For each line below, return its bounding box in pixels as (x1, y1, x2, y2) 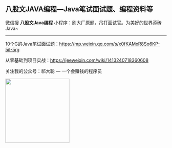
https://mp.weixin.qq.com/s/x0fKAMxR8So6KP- (59, 41, 160, 47)
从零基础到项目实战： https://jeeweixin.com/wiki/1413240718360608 (5, 57, 149, 63)
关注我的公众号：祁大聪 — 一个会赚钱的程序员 (5, 68, 102, 74)
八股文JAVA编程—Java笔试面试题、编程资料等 (5, 5, 154, 14)
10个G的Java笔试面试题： (5, 41, 60, 47)
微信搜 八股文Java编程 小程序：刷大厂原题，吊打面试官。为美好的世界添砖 (5, 20, 162, 26)
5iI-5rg (5, 46, 19, 52)
